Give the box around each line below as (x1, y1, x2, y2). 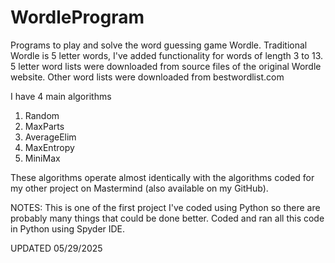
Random (24, 109, 60, 121)
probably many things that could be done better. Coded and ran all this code (10, 212, 325, 224)
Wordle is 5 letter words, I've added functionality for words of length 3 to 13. (10, 49, 324, 61)
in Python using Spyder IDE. (10, 222, 126, 235)
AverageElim (24, 131, 77, 143)
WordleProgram (10, 6, 145, 29)
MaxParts (24, 120, 65, 132)
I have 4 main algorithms (10, 90, 112, 102)
